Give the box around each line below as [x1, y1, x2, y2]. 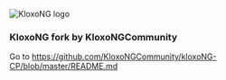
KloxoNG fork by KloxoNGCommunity [9, 31, 178, 43]
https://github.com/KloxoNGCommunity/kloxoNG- [31, 51, 217, 62]
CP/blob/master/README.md [9, 61, 118, 72]
